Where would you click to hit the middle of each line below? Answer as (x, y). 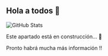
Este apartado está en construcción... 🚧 (54, 37)
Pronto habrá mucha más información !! (54, 48)
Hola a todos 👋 (33, 11)
